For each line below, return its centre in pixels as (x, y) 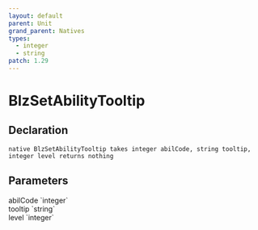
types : (19, 38)
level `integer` (31, 217)
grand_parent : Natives (47, 31)
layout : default (36, 16)
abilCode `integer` (38, 200)
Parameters (38, 181)
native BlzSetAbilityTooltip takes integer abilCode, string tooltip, (130, 149)
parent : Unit (30, 23)
